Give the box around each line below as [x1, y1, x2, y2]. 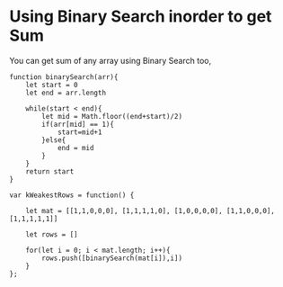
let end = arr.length [25, 88, 106, 97]
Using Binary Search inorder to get [9, 6, 272, 27]
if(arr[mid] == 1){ [41, 120, 115, 129]
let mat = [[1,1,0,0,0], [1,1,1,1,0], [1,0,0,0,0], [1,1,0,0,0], [25, 206, 276, 215]
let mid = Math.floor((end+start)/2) [41, 112, 182, 121]
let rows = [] [25, 229, 78, 239]
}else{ [41, 135, 66, 145]
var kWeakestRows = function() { [9, 191, 135, 200]
